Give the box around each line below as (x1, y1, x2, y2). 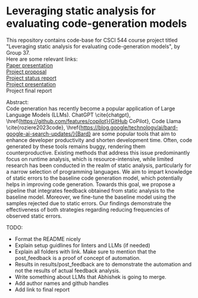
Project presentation (6, 80, 56, 87)
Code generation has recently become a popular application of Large (6, 105, 175, 112)
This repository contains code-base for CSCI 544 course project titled (6, 36, 178, 43)
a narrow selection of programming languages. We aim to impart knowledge (6, 168, 193, 175)
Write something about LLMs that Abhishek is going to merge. (14, 273, 166, 280)
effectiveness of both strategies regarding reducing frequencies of (6, 206, 169, 213)
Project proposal (6, 68, 47, 75)
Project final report (6, 87, 52, 94)
